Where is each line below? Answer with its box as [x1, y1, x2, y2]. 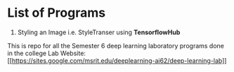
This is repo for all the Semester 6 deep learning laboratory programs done [7, 41, 225, 50]
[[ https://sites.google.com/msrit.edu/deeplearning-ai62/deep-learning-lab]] [7, 56, 227, 64]
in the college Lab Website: [7, 49, 86, 57]
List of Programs [7, 5, 106, 21]
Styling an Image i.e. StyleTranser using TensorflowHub [17, 28, 181, 36]
